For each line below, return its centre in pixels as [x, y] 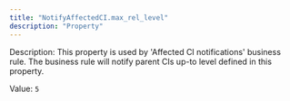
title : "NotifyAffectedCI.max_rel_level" [89, 18]
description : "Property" [56, 26]
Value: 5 [24, 88]
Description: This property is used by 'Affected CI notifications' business [145, 51]
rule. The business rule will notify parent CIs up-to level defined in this [141, 61]
